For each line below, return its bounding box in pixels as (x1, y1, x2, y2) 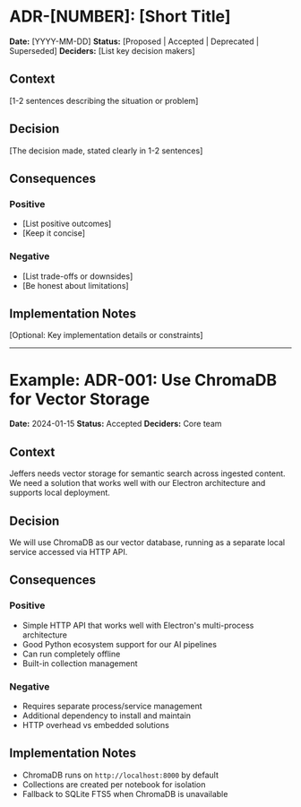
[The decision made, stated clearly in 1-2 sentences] (9, 145, 203, 156)
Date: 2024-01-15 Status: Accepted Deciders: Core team (9, 419, 222, 430)
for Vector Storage (9, 388, 150, 409)
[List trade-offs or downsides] (21, 271, 133, 282)
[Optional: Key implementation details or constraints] (9, 330, 203, 341)
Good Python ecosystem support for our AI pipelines (21, 638, 218, 649)
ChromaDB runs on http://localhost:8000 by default (21, 769, 219, 780)
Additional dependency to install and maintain (21, 710, 191, 721)
